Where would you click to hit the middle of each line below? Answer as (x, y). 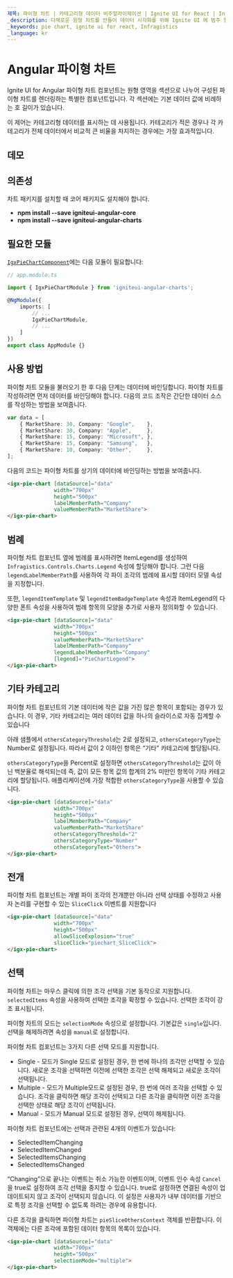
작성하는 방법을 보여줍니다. (51, 404)
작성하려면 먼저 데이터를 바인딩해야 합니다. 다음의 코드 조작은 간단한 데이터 (108, 396)
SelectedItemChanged (49, 1149)
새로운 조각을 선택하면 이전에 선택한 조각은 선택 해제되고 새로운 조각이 (127, 1070)
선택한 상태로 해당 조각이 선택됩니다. (66, 1105)
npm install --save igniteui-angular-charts (79, 221)
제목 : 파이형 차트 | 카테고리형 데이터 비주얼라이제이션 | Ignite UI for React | (112, 14)
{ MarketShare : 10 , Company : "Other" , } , (87, 450)
